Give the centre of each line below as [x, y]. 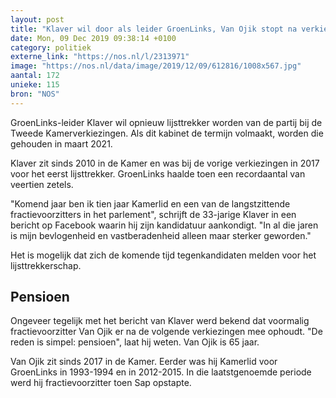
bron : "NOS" [35, 94]
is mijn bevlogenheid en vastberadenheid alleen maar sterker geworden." [161, 235]
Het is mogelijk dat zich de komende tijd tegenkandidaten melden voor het [163, 255]
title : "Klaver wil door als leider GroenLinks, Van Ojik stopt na [154, 29]
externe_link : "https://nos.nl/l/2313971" [100, 57]
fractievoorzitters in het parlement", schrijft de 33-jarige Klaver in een [153, 214]
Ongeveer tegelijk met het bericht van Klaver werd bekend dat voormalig [160, 321]
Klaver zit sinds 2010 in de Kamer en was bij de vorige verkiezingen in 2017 [165, 163]
